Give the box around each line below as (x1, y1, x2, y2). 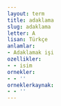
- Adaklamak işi (7, 50, 54, 56)
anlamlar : (7, 43, 36, 50)
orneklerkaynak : (7, 82, 54, 89)
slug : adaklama (7, 23, 51, 30)
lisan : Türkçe (7, 36, 49, 43)
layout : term (7, 10, 45, 17)
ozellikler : (7, 56, 42, 63)
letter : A (7, 29, 36, 37)
